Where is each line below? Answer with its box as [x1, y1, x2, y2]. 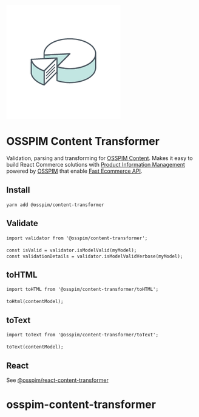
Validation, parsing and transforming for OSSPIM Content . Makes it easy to [6, 154, 193, 162]
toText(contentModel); [6, 344, 64, 350]
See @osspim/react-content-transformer [6, 376, 109, 384]
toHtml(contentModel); [6, 299, 64, 305]
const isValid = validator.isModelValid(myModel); [6, 247, 137, 253]
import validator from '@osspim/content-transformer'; [6, 235, 148, 241]
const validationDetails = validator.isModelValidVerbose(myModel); [6, 253, 183, 259]
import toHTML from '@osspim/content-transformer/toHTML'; [6, 287, 159, 293]
